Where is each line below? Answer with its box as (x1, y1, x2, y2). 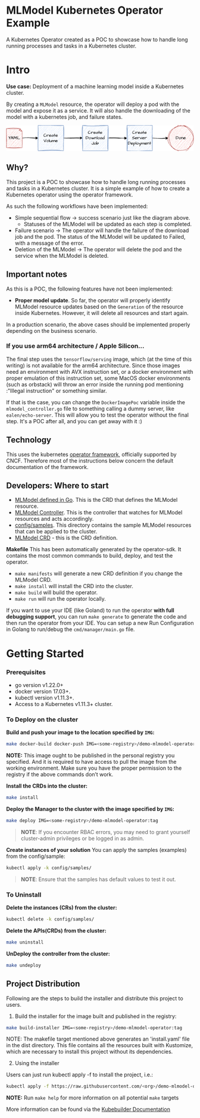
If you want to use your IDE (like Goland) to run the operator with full (6, 607, 174, 614)
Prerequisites (6, 668, 46, 676)
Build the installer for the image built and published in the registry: (14, 1013, 177, 1020)
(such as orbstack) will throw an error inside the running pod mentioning (6, 380, 184, 388)
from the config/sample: (6, 852, 65, 860)
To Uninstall (6, 891, 42, 899)
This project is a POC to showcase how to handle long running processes (6, 178, 186, 185)
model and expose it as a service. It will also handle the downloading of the (6, 107, 190, 114)
